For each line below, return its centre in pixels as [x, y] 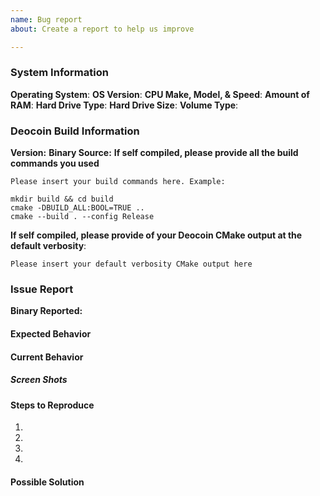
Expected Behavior [51, 333]
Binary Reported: [46, 311]
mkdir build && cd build [62, 199]
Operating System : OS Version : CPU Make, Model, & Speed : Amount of [160, 94]
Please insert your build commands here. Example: [118, 182]
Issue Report [42, 289]
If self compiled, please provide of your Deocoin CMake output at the [156, 235]
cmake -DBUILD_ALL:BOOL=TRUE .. [77, 208]
